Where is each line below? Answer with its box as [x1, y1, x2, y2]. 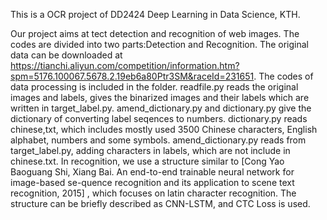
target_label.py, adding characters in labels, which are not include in [10, 145, 291, 156]
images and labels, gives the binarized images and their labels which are [10, 92, 310, 103]
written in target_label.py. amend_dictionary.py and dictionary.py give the [10, 102, 312, 114]
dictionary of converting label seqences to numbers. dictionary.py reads [10, 113, 308, 124]
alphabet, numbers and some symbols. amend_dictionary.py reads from [10, 134, 307, 146]
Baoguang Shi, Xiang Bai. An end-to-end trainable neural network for [10, 166, 295, 178]
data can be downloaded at [10, 49, 123, 61]
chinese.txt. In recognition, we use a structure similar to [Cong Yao [10, 155, 285, 167]
